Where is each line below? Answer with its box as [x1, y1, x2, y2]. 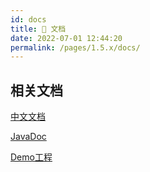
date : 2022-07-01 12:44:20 [10, 33, 123, 43]
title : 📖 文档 [10, 24, 67, 34]
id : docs [10, 14, 47, 25]
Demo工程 [10, 151, 53, 163]
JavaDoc [10, 131, 47, 143]
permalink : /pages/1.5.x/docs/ [10, 42, 141, 53]
